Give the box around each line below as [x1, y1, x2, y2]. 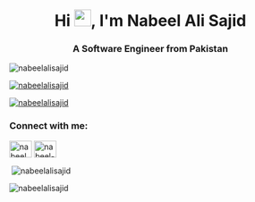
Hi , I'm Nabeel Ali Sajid [54, 11, 247, 31]
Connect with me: [9, 120, 89, 132]
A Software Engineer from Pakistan [72, 43, 228, 55]
